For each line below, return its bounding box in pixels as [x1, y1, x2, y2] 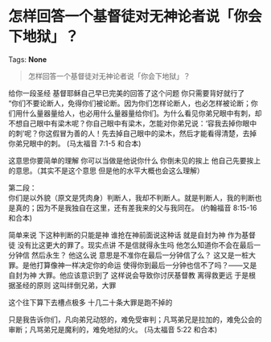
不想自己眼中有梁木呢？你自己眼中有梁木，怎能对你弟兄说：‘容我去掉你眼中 [8, 118, 257, 128]
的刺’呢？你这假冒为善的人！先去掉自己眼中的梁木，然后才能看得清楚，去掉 [8, 128, 257, 138]
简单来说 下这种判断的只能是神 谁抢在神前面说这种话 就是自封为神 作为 [8, 230, 242, 240]
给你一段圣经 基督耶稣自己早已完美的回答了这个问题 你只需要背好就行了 [8, 88, 245, 97]
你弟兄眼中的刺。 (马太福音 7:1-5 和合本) [8, 138, 142, 148]
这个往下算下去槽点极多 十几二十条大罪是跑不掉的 [8, 297, 173, 307]
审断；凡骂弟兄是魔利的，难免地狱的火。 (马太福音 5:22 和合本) [8, 324, 218, 334]
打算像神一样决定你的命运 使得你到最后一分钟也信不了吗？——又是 [35, 260, 257, 270]
